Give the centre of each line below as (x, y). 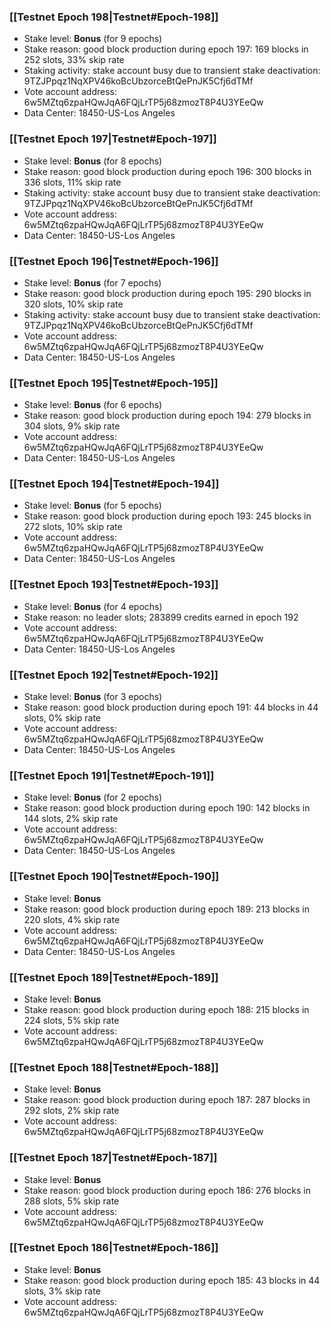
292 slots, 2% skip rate (71, 1111)
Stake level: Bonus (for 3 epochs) (93, 697)
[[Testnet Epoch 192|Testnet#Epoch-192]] (114, 675)
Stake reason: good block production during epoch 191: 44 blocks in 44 (171, 707)
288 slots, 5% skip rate (71, 1201)
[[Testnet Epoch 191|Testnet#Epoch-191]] (112, 775)
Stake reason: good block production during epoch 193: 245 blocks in (167, 516)
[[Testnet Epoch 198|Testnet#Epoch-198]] (114, 17)
